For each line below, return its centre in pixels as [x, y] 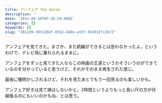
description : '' [21, 14]
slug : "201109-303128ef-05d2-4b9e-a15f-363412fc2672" [61, 32]
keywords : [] [18, 28]
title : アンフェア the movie [32, 9]
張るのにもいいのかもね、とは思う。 [45, 96]
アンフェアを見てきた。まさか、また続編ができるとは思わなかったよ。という [81, 46]
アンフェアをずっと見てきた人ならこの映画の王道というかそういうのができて [81, 63]
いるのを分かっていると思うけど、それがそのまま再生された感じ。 [71, 69]
